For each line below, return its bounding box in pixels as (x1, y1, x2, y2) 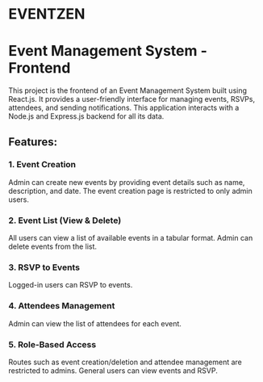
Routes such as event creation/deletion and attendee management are (8, 357, 242, 367)
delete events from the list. (8, 241, 98, 251)
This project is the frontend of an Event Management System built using (8, 86, 248, 95)
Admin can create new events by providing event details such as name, (8, 177, 245, 187)
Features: (8, 135, 58, 149)
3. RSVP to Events (8, 262, 81, 273)
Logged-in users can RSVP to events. (8, 280, 133, 290)
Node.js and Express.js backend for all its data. (8, 111, 165, 121)
